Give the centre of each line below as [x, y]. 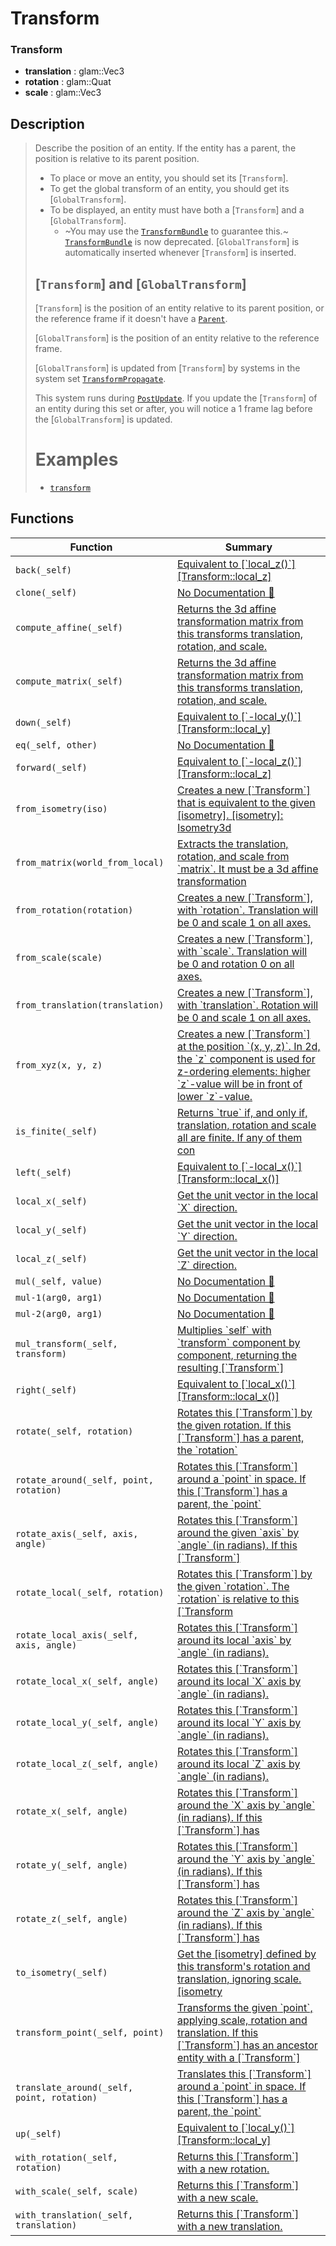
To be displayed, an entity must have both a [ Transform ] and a [177, 210]
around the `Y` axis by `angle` [246, 1859]
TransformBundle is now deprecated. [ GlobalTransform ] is [182, 242]
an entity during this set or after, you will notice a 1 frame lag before [173, 409]
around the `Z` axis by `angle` [245, 1912]
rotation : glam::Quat [68, 82]
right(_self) [46, 1390]
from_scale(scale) [59, 957]
